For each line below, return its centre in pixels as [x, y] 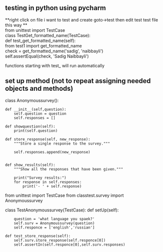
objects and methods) [39, 89]
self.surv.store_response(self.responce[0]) [60, 240]
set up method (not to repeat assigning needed [78, 81]
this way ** [16, 25]
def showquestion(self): [30, 126]
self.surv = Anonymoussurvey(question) [54, 223]
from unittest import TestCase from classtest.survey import [64, 195]
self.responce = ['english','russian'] [54, 227]
